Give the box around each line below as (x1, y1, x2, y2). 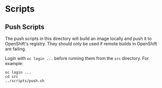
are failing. (5, 46, 26, 52)
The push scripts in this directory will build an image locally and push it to (5, 35, 152, 41)
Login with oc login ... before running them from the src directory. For (5, 55, 149, 61)
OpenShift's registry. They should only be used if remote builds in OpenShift (5, 41, 157, 47)
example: (5, 61, 23, 66)
